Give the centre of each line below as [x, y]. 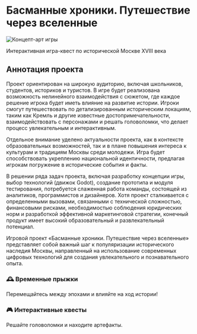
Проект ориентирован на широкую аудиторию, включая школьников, [95, 84]
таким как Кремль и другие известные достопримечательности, [88, 115]
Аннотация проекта [45, 70]
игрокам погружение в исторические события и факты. [77, 164]
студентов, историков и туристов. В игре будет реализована [83, 90]
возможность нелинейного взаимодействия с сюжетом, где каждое [93, 96]
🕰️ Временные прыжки [42, 279]
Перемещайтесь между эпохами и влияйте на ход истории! [82, 294]
